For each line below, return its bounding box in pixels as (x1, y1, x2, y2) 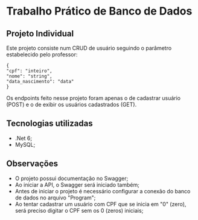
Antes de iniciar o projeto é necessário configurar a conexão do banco (14, 187, 191, 195)
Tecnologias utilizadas (6, 118, 93, 128)
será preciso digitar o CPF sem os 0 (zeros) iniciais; (14, 207, 144, 214)
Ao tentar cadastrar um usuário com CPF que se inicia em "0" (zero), (14, 200, 187, 207)
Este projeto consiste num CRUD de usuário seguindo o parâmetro (6, 44, 172, 52)
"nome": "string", (6, 73, 53, 79)
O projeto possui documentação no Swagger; (14, 175, 129, 182)
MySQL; (14, 141, 36, 148)
